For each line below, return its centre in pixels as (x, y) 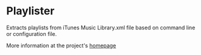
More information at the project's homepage (61, 45)
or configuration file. (32, 33)
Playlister (30, 11)
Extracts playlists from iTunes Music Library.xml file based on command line (101, 27)
